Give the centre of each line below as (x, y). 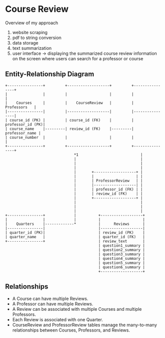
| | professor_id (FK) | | (108, 189)
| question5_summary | (122, 263)
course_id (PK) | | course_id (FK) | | (72, 120)
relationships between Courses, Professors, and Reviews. (71, 330)
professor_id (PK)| (25, 125)
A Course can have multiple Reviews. (50, 298)
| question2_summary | (122, 250)
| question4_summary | (122, 258)
